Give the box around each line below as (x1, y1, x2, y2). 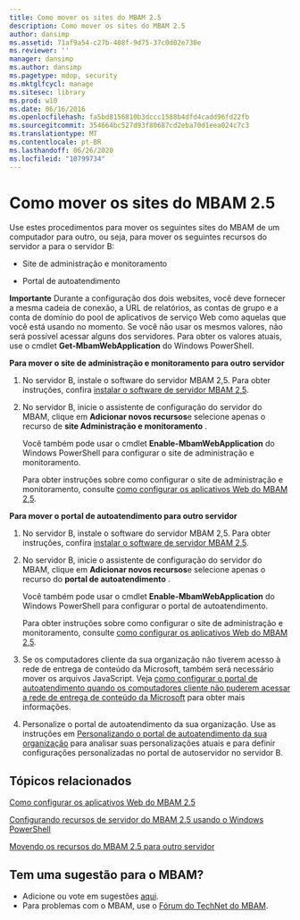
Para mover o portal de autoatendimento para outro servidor (9, 511, 237, 522)
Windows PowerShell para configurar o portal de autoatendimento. (21, 600, 269, 612)
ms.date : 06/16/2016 (9, 105, 87, 113)
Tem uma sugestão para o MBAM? (9, 867, 204, 882)
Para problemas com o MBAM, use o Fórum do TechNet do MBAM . (21, 900, 269, 911)
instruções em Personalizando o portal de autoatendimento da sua (21, 729, 268, 740)
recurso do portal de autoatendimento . (21, 573, 171, 585)
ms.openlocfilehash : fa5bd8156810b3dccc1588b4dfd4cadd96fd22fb (9, 113, 250, 121)
